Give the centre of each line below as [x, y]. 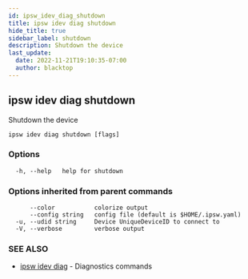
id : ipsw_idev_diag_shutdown [57, 16]
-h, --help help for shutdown [70, 171]
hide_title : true [37, 30]
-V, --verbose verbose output [80, 229]
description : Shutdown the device [66, 46]
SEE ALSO [28, 249]
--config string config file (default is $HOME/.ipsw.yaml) [135, 215]
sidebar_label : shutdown [50, 38]
